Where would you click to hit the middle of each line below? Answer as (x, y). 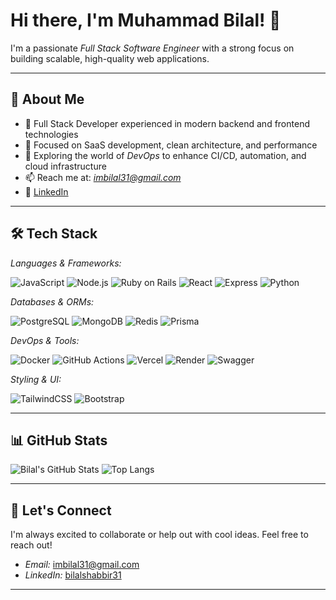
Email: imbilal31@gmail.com (82, 565)
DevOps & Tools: (45, 340)
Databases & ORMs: (52, 301)
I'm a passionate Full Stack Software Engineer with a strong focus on (152, 48)
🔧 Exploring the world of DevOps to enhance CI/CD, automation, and (165, 155)
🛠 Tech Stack (54, 234)
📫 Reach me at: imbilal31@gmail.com (103, 177)
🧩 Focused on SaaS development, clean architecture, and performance (171, 145)
